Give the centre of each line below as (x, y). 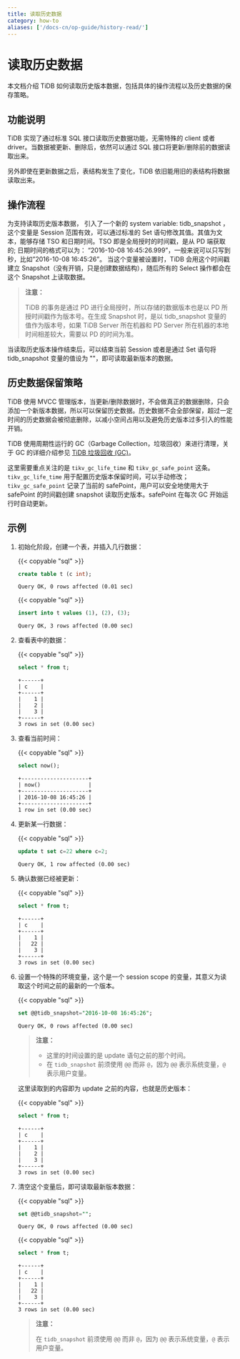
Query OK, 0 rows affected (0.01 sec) (75, 587)
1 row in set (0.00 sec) (55, 810)
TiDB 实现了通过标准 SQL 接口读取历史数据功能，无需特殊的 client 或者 (111, 138)
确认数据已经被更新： (49, 878)
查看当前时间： (40, 738)
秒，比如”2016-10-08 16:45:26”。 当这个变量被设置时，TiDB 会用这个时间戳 (119, 259)
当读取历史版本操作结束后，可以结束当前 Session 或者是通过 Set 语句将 (112, 349)
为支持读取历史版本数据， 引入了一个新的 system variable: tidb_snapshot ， (118, 223)
